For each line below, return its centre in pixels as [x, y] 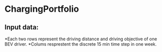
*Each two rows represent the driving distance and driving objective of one [81, 39]
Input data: [22, 27]
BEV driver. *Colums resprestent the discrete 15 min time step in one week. [81, 44]
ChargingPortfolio [42, 9]
